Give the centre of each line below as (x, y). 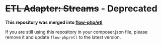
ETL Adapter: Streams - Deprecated (81, 9)
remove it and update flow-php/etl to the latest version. (63, 37)
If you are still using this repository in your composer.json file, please (76, 32)
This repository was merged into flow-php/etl (54, 22)
